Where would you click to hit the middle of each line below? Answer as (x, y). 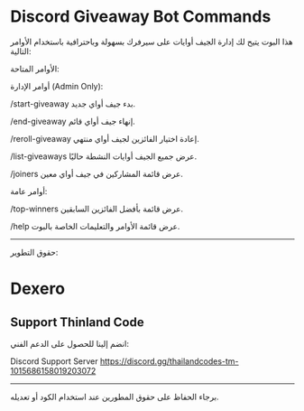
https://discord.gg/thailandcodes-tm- (169, 361)
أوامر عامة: (29, 191)
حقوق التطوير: (34, 252)
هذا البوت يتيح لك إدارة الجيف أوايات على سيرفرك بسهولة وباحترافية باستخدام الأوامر (152, 42)
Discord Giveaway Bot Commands (141, 17)
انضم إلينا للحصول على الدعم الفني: (70, 343)
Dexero (38, 289)
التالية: (21, 51)
